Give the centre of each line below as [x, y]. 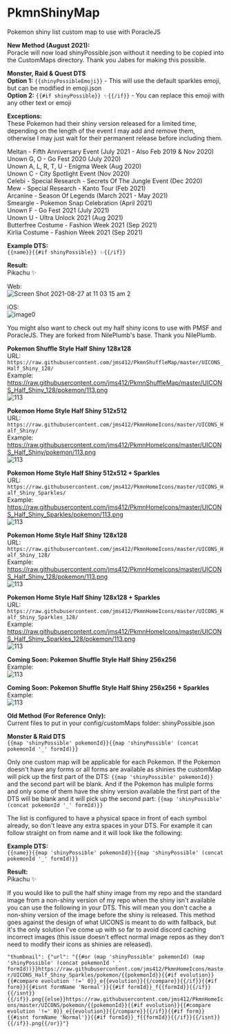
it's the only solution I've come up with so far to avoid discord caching [107, 929]
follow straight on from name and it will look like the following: [95, 833]
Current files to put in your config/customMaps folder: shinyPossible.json [111, 723]
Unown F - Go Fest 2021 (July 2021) [58, 210]
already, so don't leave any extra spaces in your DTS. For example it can [110, 825]
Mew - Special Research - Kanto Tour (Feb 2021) [77, 188]
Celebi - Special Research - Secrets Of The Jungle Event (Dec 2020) [105, 180]
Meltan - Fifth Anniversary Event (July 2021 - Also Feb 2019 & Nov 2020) [111, 151]
